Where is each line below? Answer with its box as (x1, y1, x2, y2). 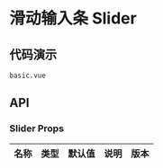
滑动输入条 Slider (9, 8, 137, 29)
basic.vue (9, 71, 47, 80)
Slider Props (9, 122, 65, 135)
